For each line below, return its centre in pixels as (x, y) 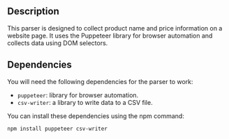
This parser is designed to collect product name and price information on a (115, 28)
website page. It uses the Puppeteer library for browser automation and (110, 35)
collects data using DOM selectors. (58, 43)
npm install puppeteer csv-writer (58, 129)
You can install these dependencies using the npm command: (96, 116)
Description (33, 11)
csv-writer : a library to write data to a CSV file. (85, 102)
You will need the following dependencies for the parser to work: (100, 81)
